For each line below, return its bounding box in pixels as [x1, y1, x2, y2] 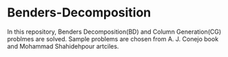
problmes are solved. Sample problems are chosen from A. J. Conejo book [7, 34, 219, 43]
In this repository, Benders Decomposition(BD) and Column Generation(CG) [7, 27, 222, 36]
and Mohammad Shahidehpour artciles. [7, 42, 119, 50]
